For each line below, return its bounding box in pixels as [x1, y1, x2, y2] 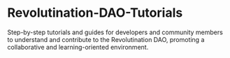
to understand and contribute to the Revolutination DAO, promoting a [7, 35, 205, 43]
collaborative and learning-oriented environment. [7, 43, 149, 51]
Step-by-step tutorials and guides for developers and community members [7, 28, 224, 36]
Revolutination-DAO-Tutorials [7, 5, 183, 21]
